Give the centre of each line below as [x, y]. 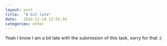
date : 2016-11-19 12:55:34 [36, 19]
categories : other [25, 24]
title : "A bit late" [28, 14]
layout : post [19, 10]
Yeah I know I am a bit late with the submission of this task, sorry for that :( [83, 38]
